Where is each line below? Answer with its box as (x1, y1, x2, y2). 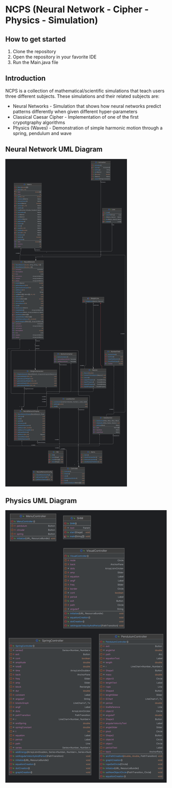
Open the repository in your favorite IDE (12, 54, 97, 60)
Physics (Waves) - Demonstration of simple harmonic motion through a (12, 124, 163, 131)
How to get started (5, 35, 66, 43)
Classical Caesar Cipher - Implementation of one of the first (12, 114, 139, 120)
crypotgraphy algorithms (12, 119, 66, 125)
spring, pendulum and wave (12, 130, 72, 136)
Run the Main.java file (12, 59, 59, 65)
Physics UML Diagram (5, 496, 77, 505)
